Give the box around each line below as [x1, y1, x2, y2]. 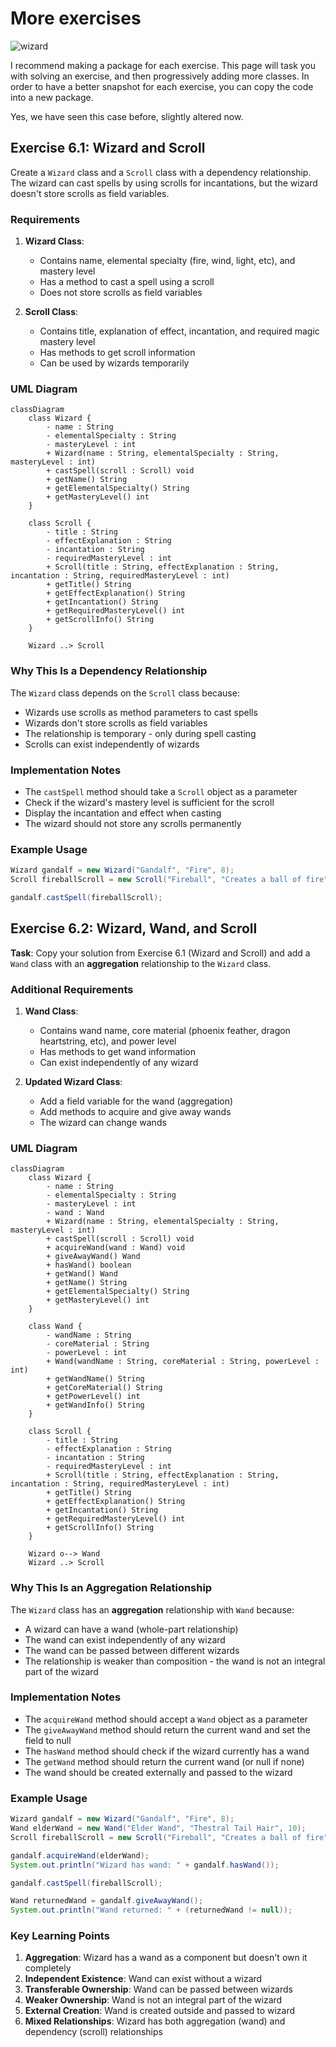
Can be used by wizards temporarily [39, 357, 190, 369]
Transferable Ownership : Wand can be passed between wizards [24, 1983, 293, 1996]
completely [24, 1962, 72, 1974]
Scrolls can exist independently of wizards [24, 738, 200, 750]
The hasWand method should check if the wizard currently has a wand [24, 1745, 310, 1757]
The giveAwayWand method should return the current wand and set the [24, 1723, 311, 1736]
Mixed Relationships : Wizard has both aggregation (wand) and [24, 2015, 286, 2027]
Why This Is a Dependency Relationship [10, 664, 208, 678]
